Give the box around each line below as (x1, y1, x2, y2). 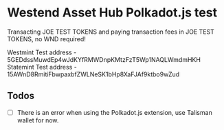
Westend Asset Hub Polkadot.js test (7, 5, 218, 21)
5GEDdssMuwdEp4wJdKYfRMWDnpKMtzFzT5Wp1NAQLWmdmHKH (7, 55, 201, 63)
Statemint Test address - (7, 63, 77, 71)
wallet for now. (16, 116, 59, 124)
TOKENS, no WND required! (7, 34, 86, 43)
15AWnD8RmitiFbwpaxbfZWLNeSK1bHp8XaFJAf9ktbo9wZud (7, 70, 180, 78)
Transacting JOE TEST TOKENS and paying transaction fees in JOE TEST (7, 28, 215, 36)
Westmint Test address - (7, 48, 77, 56)
